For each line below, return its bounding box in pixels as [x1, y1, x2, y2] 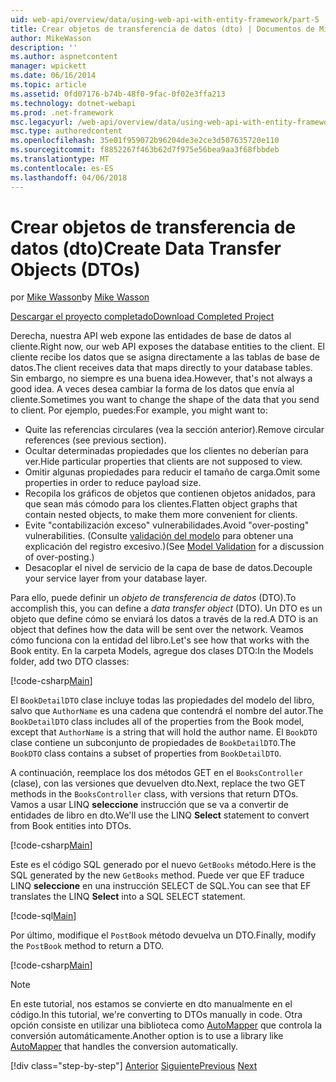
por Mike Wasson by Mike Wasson [10, 291, 150, 303]
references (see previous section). [24, 434, 167, 446]
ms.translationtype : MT [10, 154, 110, 164]
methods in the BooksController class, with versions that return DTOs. [10, 788, 299, 800]
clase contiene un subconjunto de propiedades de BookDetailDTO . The [10, 737, 297, 749]
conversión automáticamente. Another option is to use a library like [10, 1030, 284, 1042]
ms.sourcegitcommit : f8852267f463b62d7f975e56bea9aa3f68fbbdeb [10, 145, 280, 155]
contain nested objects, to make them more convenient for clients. [24, 509, 298, 521]
